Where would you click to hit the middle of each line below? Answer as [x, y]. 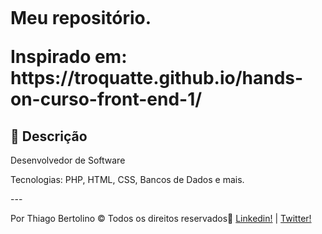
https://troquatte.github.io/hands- [157, 78]
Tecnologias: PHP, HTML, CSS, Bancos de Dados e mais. [127, 179]
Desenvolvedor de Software [68, 160]
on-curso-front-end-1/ [106, 99]
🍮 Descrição [49, 136]
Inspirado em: [69, 57]
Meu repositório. [81, 18]
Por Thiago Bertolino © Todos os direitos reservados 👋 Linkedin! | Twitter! [161, 218]
